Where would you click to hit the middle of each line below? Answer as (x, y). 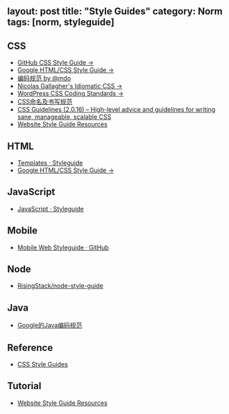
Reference (30, 348)
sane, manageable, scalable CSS (64, 117)
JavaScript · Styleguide (51, 208)
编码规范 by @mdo (44, 78)
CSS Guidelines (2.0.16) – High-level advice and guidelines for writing (116, 110)
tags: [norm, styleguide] (61, 23)
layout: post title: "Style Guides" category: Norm (115, 11)
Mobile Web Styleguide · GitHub (63, 247)
